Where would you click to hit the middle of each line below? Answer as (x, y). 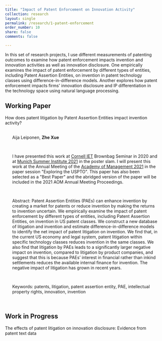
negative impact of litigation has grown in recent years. (67, 268)
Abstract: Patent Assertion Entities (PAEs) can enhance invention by (80, 201)
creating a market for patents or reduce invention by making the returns (83, 206)
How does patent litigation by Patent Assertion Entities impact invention (76, 117)
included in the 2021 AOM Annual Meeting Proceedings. (68, 182)
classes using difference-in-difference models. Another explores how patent (81, 80)
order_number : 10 (22, 28)
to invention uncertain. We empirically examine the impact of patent (79, 211)
